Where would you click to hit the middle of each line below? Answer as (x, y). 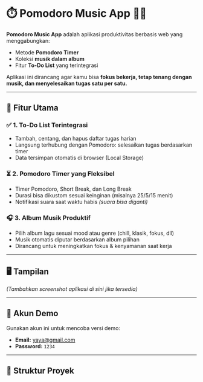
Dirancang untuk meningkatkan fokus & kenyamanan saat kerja (93, 246)
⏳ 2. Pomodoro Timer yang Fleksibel (60, 173)
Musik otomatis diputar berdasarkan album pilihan (77, 240)
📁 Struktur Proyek (40, 371)
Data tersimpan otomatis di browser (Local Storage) (79, 158)
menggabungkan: (28, 40)
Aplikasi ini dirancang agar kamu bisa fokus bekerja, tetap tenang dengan (99, 77)
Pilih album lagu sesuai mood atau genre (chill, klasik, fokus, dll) (94, 233)
